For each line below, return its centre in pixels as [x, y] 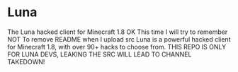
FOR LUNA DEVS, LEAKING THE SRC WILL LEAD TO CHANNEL [100, 54]
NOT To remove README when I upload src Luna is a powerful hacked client [119, 39]
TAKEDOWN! [26, 61]
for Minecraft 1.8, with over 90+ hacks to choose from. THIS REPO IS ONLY [117, 47]
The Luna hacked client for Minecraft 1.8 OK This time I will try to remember [118, 32]
